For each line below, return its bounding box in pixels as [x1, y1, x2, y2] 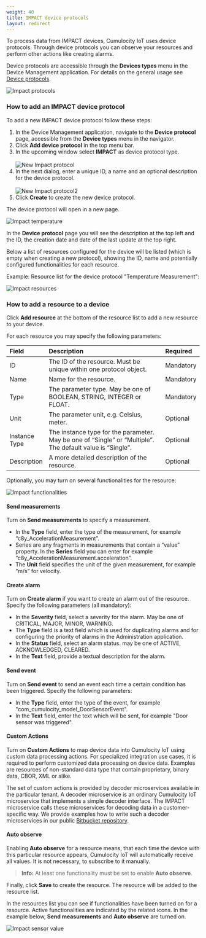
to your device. [6, 320, 45, 327]
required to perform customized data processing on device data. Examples [6, 759, 196, 767]
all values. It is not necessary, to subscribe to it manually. [6, 858, 150, 865]
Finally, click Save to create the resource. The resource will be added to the [6, 881, 197, 888]
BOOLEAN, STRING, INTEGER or [48, 393, 142, 401]
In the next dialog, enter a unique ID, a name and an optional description [15, 167, 197, 175]
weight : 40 [6, 9, 34, 15]
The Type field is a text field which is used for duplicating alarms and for [15, 627, 199, 634]
